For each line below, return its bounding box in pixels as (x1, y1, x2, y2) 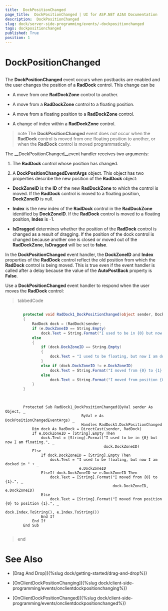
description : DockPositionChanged (5, 17, 79, 22)
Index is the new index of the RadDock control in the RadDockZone (12, 206, 152, 212)
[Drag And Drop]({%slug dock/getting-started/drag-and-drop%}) (12, 570, 147, 576)
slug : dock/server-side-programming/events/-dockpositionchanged (5, 21, 144, 27)
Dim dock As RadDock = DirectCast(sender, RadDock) (31, 427, 142, 432)
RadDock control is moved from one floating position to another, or (17, 136, 156, 142)
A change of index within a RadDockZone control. (12, 121, 116, 127)
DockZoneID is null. (12, 196, 53, 202)
